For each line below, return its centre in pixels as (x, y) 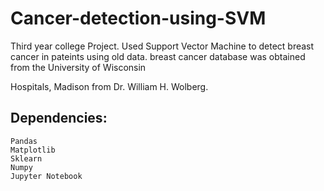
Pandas (24, 141)
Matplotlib (33, 150)
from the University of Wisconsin (78, 67)
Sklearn (26, 158)
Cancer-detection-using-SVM (138, 18)
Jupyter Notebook (46, 176)
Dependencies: (59, 118)
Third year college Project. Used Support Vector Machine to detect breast (162, 46)
